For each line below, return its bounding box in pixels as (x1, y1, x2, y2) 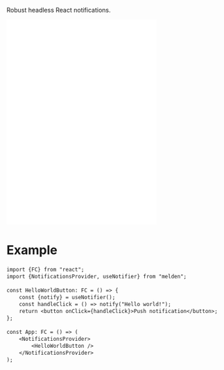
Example (6, 242, 58, 258)
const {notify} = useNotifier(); (19, 294, 116, 301)
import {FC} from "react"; (6, 266, 85, 273)
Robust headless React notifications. (6, 6, 111, 14)
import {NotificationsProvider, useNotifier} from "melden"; (6, 273, 187, 280)
